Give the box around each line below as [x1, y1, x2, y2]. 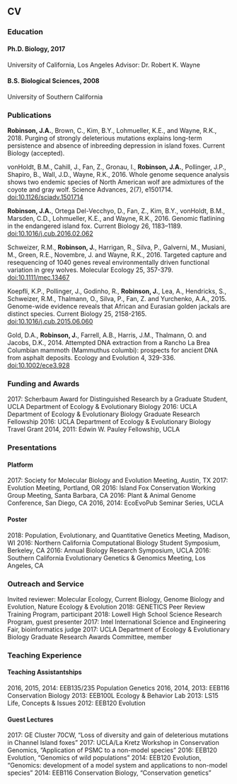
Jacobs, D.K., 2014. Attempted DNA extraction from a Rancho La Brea [7, 339, 210, 347]
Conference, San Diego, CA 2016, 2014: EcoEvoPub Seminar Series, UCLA [7, 499, 224, 507]
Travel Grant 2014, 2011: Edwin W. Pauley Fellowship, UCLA [7, 425, 180, 434]
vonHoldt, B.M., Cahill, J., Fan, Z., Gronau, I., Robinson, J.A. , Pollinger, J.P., [7, 163, 226, 171]
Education [7, 27, 44, 37]
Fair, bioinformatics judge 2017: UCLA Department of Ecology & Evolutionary [7, 625, 230, 633]
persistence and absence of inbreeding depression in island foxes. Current [7, 141, 225, 150]
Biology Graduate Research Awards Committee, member [7, 632, 172, 641]
